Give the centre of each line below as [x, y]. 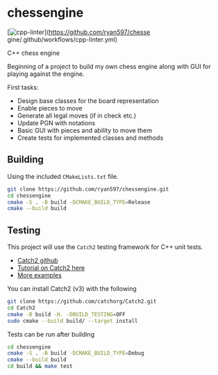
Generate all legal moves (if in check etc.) [77, 115]
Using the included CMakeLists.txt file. [63, 176]
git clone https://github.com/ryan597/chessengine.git [88, 189]
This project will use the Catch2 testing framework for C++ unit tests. [105, 247]
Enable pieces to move [50, 108]
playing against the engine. [46, 74]
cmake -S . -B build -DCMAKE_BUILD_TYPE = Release [79, 202]
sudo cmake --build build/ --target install [73, 321]
